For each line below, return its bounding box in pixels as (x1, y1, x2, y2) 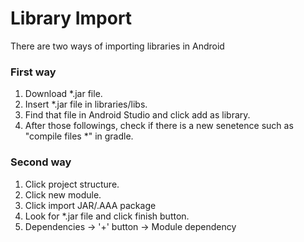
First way (10, 65, 57, 79)
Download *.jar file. (24, 88, 103, 100)
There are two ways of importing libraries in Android (10, 40, 225, 52)
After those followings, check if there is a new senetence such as (24, 120, 294, 132)
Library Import (10, 7, 133, 30)
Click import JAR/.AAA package (24, 199, 157, 211)
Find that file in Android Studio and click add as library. (24, 109, 251, 121)
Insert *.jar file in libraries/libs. (24, 98, 148, 111)
